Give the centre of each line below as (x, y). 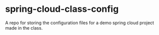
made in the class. (24, 28)
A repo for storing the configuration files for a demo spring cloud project (79, 23)
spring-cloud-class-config (62, 9)
